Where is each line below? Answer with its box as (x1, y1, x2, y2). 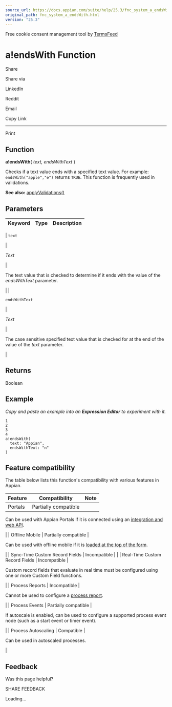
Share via (5, 76, 26, 82)
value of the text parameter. (5, 341, 64, 347)
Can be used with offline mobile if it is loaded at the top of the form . (5, 542, 148, 548)
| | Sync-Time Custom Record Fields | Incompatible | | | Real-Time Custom (5, 552, 161, 558)
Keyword (8, 219, 31, 226)
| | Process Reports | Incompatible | (5, 583, 80, 589)
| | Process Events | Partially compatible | (5, 602, 92, 609)
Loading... (5, 696, 27, 702)
